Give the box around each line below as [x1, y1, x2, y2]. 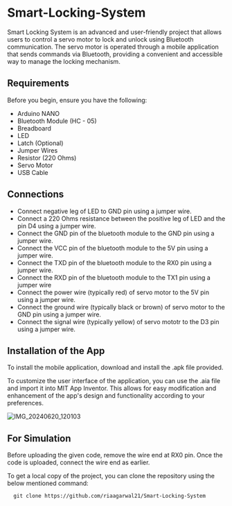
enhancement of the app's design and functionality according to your [7, 391, 205, 400]
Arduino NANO [17, 109, 60, 117]
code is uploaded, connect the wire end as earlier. [7, 458, 150, 466]
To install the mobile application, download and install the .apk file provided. [7, 363, 224, 372]
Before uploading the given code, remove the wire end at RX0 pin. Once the [7, 451, 223, 459]
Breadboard [17, 124, 52, 133]
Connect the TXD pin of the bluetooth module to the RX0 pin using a [17, 258, 212, 267]
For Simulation [7, 432, 71, 444]
